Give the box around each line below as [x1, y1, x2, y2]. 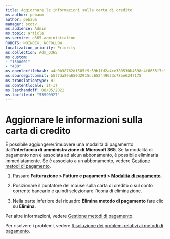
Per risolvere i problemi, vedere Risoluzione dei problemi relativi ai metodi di [5, 223, 163, 229]
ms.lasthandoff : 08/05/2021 [5, 87, 65, 93]
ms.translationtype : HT [5, 78, 56, 83]
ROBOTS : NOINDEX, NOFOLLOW [5, 41, 62, 46]
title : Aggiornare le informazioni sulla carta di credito [5, 7, 133, 13]
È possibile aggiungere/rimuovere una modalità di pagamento [5, 141, 134, 147]
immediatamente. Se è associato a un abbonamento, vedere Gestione [5, 157, 150, 164]
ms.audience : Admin [5, 26, 47, 31]
